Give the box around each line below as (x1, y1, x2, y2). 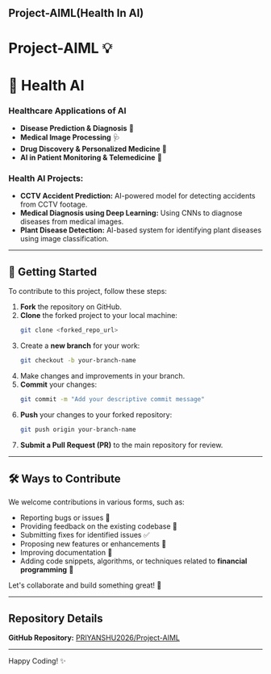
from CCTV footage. (19, 199, 88, 209)
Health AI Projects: (8, 173, 84, 184)
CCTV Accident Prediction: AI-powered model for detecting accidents (19, 191, 256, 201)
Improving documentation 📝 (19, 548, 113, 558)
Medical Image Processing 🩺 (19, 132, 121, 142)
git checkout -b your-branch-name (19, 357, 136, 365)
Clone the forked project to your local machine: (19, 311, 177, 320)
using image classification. (19, 234, 109, 244)
